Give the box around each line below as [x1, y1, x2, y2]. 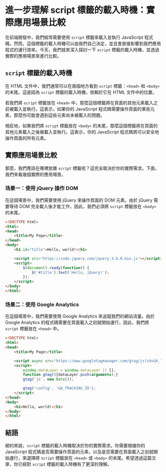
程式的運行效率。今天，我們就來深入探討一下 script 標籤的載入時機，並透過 [5, 47, 160, 53]
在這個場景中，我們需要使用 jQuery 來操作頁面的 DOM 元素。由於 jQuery [5, 197, 153, 203]
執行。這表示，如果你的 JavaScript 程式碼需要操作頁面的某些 [26, 106, 151, 112]
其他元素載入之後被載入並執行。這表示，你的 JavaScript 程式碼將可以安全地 [5, 129, 160, 135]
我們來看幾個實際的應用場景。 [5, 171, 66, 177]
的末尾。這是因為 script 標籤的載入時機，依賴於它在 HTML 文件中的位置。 [5, 89, 157, 95]
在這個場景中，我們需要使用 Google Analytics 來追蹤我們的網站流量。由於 [5, 313, 155, 319]
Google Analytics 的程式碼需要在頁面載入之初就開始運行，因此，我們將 [5, 320, 149, 326]
